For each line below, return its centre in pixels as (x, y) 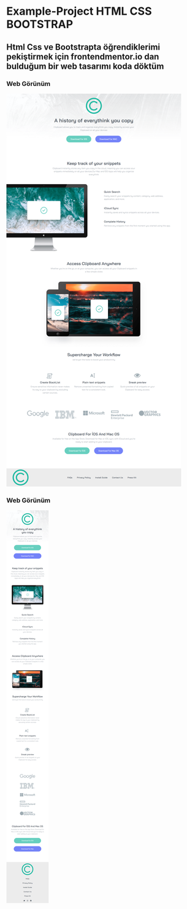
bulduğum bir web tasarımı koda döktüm (85, 66)
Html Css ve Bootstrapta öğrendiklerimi (83, 47)
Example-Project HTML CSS (79, 11)
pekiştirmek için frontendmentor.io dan (83, 56)
